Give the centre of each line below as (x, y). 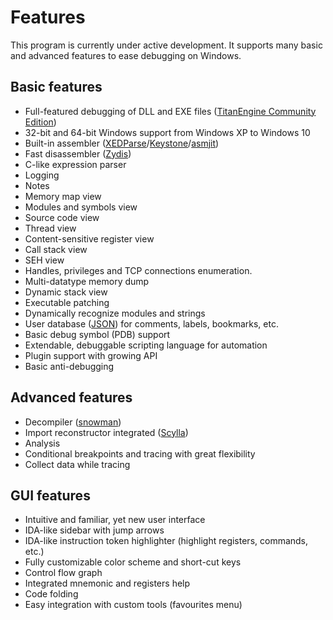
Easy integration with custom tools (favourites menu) (133, 605)
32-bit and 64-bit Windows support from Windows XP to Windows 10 (167, 132)
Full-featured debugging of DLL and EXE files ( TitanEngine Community (170, 111)
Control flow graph (63, 573)
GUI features (50, 495)
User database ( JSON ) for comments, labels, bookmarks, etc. (151, 323)
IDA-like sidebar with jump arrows (94, 530)
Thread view (50, 228)
